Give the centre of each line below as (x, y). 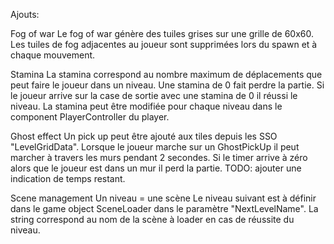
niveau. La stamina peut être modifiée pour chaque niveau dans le (146, 106)
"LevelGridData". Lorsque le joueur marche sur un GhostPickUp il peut (155, 147)
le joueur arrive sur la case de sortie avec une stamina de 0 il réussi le (154, 95)
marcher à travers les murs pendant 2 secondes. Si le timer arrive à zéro (159, 157)
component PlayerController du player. (90, 117)
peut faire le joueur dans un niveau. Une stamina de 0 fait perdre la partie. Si (167, 85)
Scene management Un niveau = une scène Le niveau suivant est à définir (163, 198)
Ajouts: (25, 14)
